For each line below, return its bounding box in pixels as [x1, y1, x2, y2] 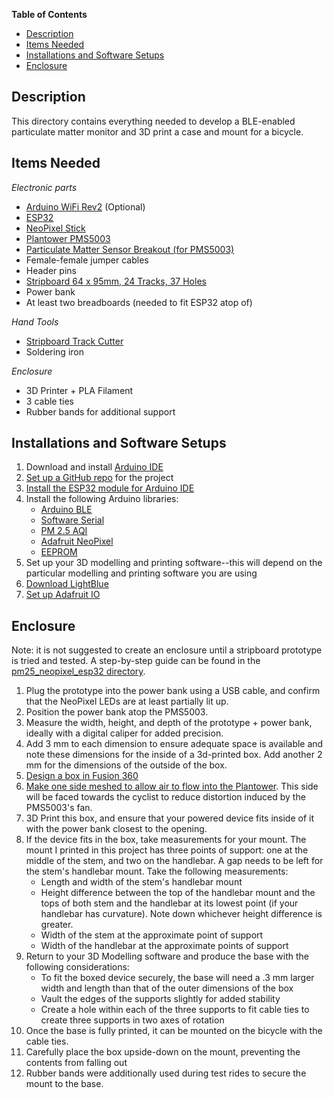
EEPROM [40, 546, 78, 558]
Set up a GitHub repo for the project [25, 472, 174, 484]
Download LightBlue [25, 578, 109, 590]
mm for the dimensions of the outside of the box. [25, 759, 228, 771]
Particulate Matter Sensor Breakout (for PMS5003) [25, 243, 235, 255]
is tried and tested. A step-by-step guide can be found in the [11, 655, 261, 667]
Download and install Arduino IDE [25, 461, 164, 473]
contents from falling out [25, 1057, 128, 1069]
